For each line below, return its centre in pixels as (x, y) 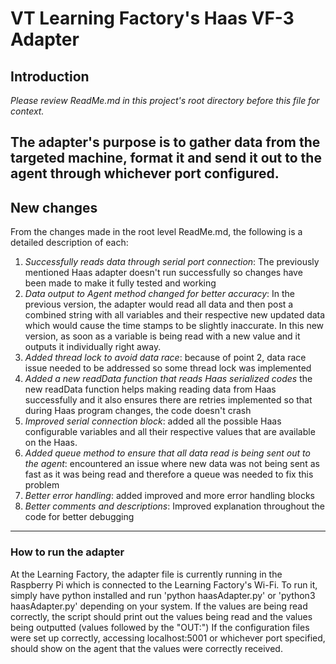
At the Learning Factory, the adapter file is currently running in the (146, 574)
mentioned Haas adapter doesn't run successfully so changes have (163, 273)
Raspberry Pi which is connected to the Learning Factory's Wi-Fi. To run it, (164, 584)
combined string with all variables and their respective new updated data (175, 315)
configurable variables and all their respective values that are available (170, 432)
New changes (54, 207)
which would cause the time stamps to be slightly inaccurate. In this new (174, 326)
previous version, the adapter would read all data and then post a (159, 304)
